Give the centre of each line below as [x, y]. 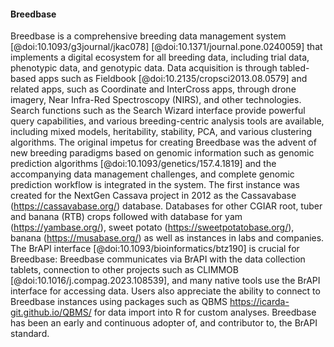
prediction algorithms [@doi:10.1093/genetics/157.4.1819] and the [143, 164]
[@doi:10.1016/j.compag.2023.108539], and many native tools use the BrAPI [165, 281]
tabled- [294, 68]
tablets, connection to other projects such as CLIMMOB [124, 270]
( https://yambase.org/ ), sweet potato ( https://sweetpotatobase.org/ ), [152, 227]
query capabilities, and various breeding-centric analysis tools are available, [167, 121]
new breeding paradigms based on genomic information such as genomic [162, 153]
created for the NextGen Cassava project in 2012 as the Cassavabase [153, 196]
